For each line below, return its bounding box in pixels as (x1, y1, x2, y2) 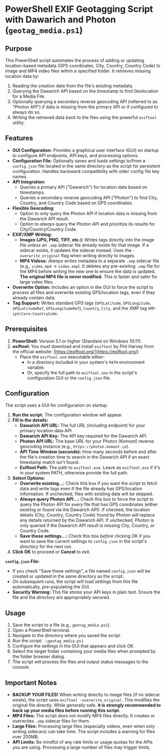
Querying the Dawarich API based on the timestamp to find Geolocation (12, 88, 159, 94)
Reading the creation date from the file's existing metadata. (12, 83, 134, 89)
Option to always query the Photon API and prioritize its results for (19, 221, 155, 227)
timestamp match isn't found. (19, 460, 80, 465)
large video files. (19, 279, 54, 285)
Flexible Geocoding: (12, 205, 55, 211)
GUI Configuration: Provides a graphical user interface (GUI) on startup (12, 147, 159, 153)
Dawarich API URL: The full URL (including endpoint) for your (19, 422, 145, 428)
